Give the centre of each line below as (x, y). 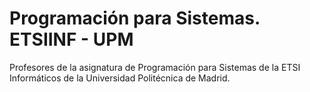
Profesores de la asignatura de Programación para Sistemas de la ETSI (155, 67)
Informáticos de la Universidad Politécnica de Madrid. (120, 78)
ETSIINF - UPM (71, 39)
